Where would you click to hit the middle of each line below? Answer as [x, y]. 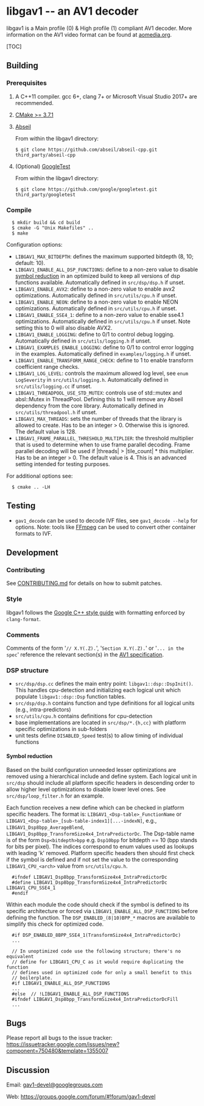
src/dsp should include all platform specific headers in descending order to [100, 782]
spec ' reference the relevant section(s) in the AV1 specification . [85, 655]
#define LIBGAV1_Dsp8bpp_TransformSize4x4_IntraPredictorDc [90, 882]
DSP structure [27, 670]
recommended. [34, 103]
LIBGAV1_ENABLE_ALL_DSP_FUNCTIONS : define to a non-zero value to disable [107, 269]
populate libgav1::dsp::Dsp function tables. [70, 697]
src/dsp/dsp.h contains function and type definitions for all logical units [105, 703]
